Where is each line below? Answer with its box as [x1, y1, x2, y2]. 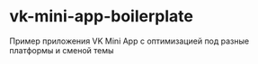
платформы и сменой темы [9, 44, 114, 55]
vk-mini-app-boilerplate [9, 6, 193, 27]
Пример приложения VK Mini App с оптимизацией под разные [9, 36, 250, 46]
